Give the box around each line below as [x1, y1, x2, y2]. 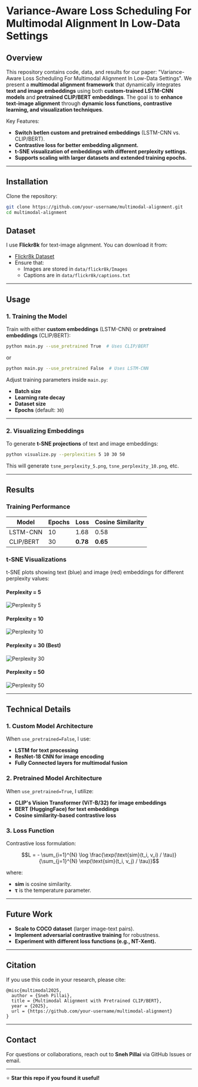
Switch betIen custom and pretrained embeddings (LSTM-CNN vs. [14, 129, 180, 136]
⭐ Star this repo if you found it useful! [6, 1074, 100, 1081]
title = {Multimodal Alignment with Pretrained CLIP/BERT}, [11, 998, 162, 1004]
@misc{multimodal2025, [6, 987, 62, 994]
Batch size [14, 387, 41, 394]
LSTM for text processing [14, 747, 78, 754]
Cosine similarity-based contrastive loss [14, 812, 117, 819]
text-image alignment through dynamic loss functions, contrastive [6, 100, 172, 107]
